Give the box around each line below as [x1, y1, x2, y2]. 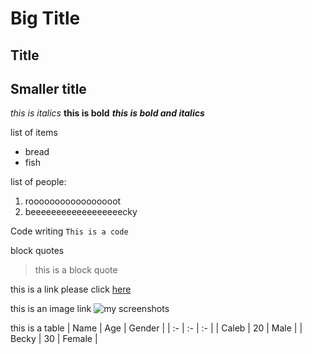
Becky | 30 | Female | [10, 333, 98, 345]
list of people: [10, 176, 67, 188]
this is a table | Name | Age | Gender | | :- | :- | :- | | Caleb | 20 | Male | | [10, 322, 303, 334]
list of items [10, 127, 58, 139]
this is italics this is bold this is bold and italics [10, 107, 205, 119]
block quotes [10, 245, 65, 257]
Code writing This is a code [10, 225, 129, 237]
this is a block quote [34, 264, 118, 276]
